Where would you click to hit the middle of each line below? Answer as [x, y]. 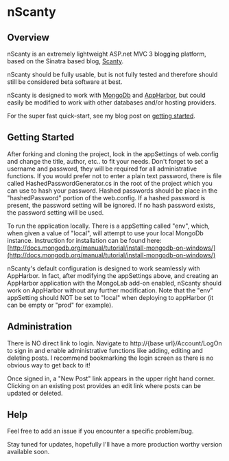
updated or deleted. [35, 393]
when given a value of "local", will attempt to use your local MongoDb [105, 233]
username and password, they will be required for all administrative [102, 169]
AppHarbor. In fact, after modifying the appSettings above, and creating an [113, 275]
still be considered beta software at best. [65, 82]
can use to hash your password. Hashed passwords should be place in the [112, 191]
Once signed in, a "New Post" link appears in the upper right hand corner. [111, 378]
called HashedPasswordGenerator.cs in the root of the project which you [110, 183]
